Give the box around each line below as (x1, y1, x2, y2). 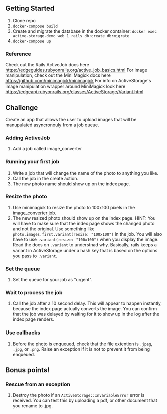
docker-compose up (12, 39, 51, 44)
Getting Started (5, 4, 55, 13)
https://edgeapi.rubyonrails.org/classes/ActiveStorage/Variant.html (5, 89, 144, 95)
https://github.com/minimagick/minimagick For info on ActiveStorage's (5, 78, 151, 84)
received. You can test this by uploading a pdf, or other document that (12, 397, 157, 404)
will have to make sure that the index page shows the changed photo (12, 220, 155, 226)
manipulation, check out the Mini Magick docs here (5, 72, 111, 78)
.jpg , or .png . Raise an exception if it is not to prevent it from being (12, 346, 150, 352)
